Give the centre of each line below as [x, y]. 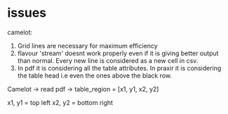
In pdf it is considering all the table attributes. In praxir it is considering [119, 68]
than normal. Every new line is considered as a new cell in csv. [108, 60]
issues [27, 13]
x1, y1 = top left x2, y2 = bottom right [60, 102]
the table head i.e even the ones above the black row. [95, 76]
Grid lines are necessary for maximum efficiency [87, 45]
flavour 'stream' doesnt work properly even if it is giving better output [118, 53]
